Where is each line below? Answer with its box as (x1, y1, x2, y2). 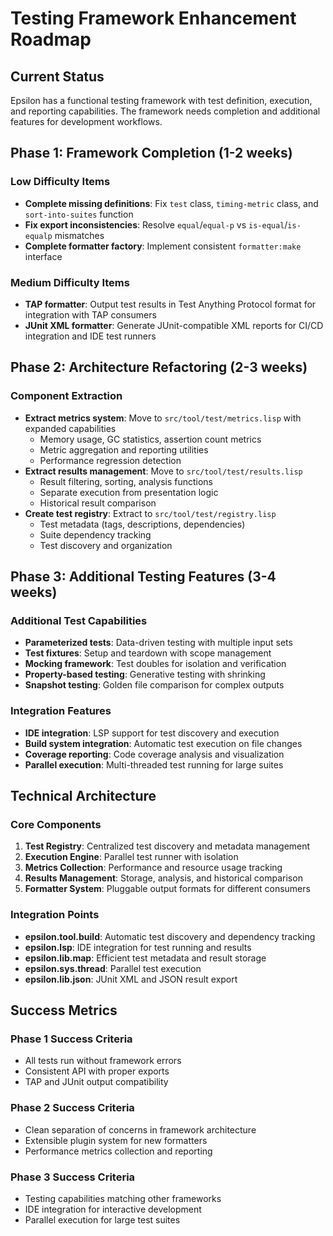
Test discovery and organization (39, 539, 173, 551)
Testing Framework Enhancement (10, 7, 297, 30)
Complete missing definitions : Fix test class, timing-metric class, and (24, 197, 319, 209)
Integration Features (10, 704, 112, 718)
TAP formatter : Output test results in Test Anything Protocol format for (24, 298, 317, 310)
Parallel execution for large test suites (24, 1213, 181, 1226)
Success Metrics (10, 1002, 118, 1019)
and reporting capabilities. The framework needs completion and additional (10, 105, 321, 117)
